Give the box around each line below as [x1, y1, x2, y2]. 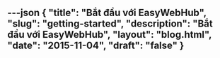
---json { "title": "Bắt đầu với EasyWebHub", [7, 7, 207, 19]
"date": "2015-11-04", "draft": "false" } [7, 40, 185, 52]
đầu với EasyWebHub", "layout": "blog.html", [7, 29, 212, 41]
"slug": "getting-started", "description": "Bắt [7, 18, 214, 30]
